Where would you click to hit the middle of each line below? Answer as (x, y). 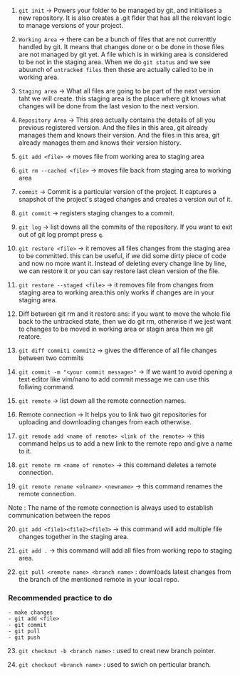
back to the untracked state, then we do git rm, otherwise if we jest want (125, 321)
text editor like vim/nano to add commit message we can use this (114, 379)
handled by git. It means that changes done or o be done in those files (121, 47)
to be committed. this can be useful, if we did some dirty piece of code (122, 256)
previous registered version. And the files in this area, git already (113, 127)
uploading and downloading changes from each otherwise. (105, 422)
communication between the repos (59, 515)
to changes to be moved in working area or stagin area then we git (116, 329)
